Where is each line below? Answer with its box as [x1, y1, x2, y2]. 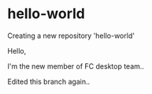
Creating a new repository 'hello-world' [7, 31, 135, 40]
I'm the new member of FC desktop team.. [7, 61, 145, 71]
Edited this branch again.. [7, 77, 91, 86]
